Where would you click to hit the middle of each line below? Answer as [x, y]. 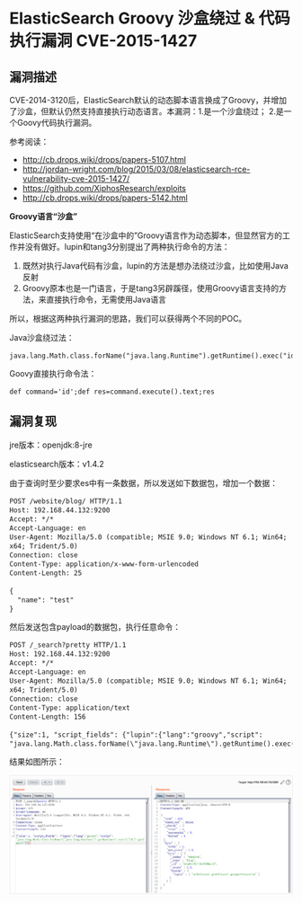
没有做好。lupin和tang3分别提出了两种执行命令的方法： [127, 247]
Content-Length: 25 [46, 573]
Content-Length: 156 [48, 717]
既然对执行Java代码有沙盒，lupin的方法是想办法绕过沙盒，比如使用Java [155, 266]
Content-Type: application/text [70, 708]
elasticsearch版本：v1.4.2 [57, 464]
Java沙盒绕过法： [42, 337]
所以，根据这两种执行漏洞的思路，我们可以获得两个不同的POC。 [128, 319]
